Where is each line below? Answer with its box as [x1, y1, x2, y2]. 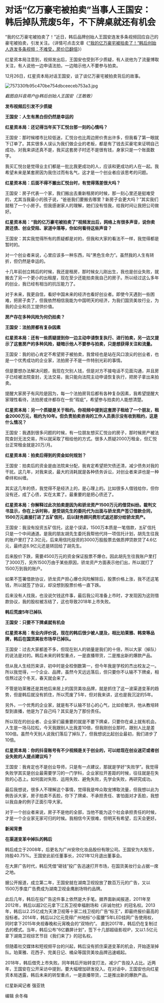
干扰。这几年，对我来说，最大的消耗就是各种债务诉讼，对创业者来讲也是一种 [5, 469, 159, 475]
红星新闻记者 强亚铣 [5, 982, 45, 988]
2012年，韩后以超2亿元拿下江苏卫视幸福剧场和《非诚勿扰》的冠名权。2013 [5, 902, 155, 908]
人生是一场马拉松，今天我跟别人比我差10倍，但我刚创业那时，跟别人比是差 [5, 724, 155, 730]
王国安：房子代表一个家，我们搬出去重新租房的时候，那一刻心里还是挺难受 [5, 190, 155, 196]
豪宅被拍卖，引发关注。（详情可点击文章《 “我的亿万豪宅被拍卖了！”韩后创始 [5, 40, 157, 46]
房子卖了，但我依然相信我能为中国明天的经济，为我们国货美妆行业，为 [18, 297, 159, 303]
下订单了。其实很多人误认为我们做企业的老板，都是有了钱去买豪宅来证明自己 [5, 141, 159, 146]
